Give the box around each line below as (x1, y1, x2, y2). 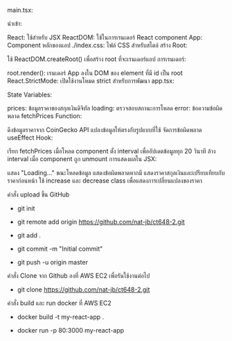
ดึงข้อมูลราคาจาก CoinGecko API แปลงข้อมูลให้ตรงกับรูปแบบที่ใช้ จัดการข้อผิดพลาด (7, 126, 202, 134)
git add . (17, 231, 42, 239)
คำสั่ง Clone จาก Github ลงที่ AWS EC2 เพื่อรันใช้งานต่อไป (7, 272, 150, 280)
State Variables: (7, 90, 53, 99)
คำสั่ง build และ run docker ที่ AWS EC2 (7, 299, 112, 307)
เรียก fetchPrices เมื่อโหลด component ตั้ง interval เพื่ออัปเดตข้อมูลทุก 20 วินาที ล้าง (7, 147, 216, 155)
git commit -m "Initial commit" (17, 244, 103, 253)
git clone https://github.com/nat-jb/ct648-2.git (17, 285, 150, 294)
